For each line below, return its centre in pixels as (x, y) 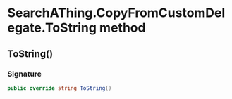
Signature (25, 74)
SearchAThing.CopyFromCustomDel (116, 13)
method (122, 28)
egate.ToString (52, 28)
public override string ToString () (60, 88)
